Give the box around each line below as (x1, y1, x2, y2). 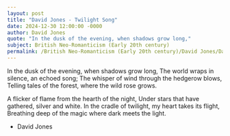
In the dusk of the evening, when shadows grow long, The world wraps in (7, 66, 214, 75)
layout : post (7, 10, 44, 17)
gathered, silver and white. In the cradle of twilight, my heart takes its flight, (7, 102, 220, 110)
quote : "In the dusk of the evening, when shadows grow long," (7, 36, 192, 42)
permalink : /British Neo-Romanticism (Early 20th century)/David (7, 49, 197, 55)
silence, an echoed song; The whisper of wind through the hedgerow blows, (7, 74, 222, 82)
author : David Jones (7, 29, 66, 36)
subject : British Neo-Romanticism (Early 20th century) (7, 42, 170, 49)
